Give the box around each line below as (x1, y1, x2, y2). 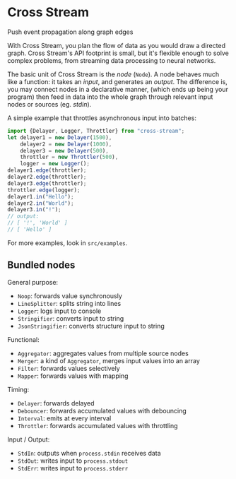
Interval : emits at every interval (17, 414, 112, 422)
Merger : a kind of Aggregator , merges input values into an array (17, 356, 200, 365)
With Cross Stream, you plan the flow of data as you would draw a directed (7, 41, 226, 49)
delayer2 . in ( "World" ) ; (7, 199, 74, 207)
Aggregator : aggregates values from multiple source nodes (17, 349, 189, 357)
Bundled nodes (7, 259, 76, 271)
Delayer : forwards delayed (17, 398, 95, 407)
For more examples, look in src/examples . (7, 238, 128, 247)
